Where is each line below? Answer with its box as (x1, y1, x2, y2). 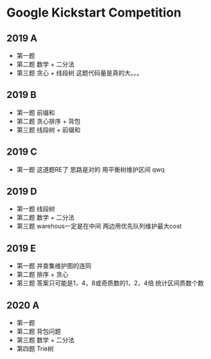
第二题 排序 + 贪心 (16, 271, 68, 279)
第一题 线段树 (16, 205, 55, 213)
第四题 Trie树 (16, 345, 54, 353)
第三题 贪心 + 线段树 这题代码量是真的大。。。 (16, 69, 143, 77)
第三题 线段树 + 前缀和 (16, 126, 81, 134)
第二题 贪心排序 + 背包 (16, 117, 81, 125)
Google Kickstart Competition (6, 5, 181, 21)
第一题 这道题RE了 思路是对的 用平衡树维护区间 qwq (16, 165, 165, 173)
